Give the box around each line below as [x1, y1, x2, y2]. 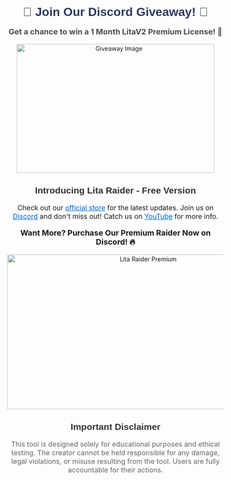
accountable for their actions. [67, 465, 164, 474]
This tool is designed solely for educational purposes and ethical [11, 439, 220, 448]
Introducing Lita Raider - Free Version [34, 185, 197, 196]
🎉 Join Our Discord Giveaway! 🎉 [23, 5, 208, 19]
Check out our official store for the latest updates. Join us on [16, 203, 214, 212]
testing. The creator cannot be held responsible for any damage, [11, 448, 220, 457]
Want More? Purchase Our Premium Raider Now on [20, 228, 211, 238]
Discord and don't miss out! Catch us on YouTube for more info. [12, 211, 219, 221]
